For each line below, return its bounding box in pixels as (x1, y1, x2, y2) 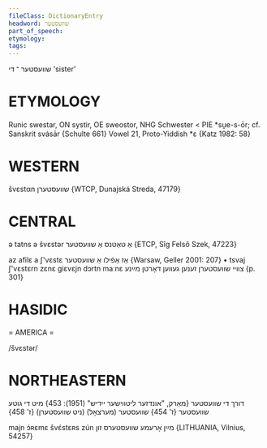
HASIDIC (8, 301, 68, 319)
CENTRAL (8, 212, 76, 231)
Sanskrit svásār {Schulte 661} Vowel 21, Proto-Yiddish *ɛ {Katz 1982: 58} (8, 129, 252, 139)
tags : (8, 42, 27, 50)
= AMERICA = (8, 327, 54, 337)
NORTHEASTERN (8, 372, 127, 390)
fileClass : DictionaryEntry (8, 11, 104, 20)
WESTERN (8, 157, 80, 176)
